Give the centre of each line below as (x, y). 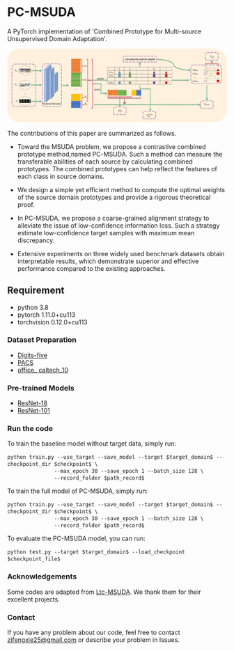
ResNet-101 (33, 411)
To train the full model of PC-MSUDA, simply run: (78, 491)
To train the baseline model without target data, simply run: (92, 444)
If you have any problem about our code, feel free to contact (94, 633)
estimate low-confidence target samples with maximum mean (106, 233)
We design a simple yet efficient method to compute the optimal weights (121, 189)
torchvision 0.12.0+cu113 (53, 322)
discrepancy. (36, 240)
